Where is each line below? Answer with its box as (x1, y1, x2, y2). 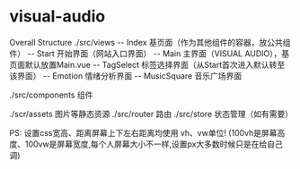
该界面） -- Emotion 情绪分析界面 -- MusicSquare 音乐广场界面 (9, 70, 243, 81)
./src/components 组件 (9, 89, 93, 100)
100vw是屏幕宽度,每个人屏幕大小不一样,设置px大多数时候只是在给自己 (24, 139, 283, 149)
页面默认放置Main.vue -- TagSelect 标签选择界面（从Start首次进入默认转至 (9, 59, 286, 70)
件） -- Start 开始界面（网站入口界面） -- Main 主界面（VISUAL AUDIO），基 (9, 47, 290, 59)
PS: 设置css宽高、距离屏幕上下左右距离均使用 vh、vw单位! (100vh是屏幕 (9, 127, 278, 138)
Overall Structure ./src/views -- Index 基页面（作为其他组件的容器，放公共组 (9, 37, 291, 47)
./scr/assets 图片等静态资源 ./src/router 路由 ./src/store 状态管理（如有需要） (9, 108, 294, 119)
